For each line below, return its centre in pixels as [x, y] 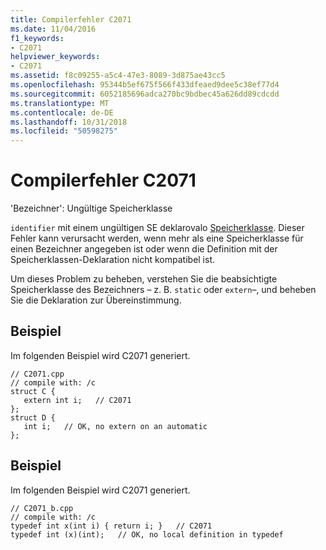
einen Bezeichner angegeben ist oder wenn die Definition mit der [144, 249]
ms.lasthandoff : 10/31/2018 [69, 122]
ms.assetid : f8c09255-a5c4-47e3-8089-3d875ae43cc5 [118, 76]
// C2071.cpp [37, 374]
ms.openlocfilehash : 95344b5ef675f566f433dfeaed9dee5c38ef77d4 [145, 85]
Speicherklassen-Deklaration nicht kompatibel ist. [113, 260]
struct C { [33, 391]
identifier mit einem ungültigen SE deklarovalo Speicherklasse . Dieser [157, 228]
